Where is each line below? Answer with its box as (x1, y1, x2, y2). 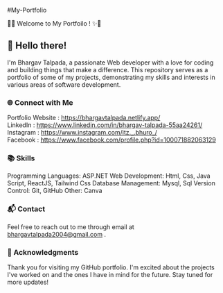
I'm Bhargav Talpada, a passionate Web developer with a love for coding (7, 58, 214, 67)
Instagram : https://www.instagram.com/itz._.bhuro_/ (7, 128, 158, 137)
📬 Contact (7, 204, 46, 214)
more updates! (7, 278, 49, 286)
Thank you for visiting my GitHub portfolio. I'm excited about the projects (7, 263, 215, 271)
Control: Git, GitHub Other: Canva (7, 187, 102, 195)
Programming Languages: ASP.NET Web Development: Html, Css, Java (7, 171, 211, 180)
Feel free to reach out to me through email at (7, 222, 135, 231)
